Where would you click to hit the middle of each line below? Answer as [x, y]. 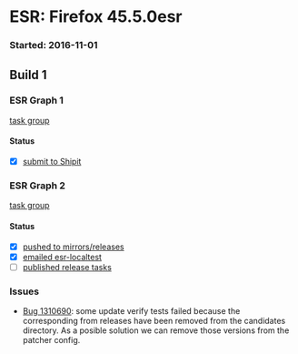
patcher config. [51, 340]
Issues [25, 291]
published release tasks [67, 267]
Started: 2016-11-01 [54, 46]
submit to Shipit [52, 162]
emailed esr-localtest [62, 257]
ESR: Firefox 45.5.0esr [96, 17]
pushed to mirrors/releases [73, 247]
